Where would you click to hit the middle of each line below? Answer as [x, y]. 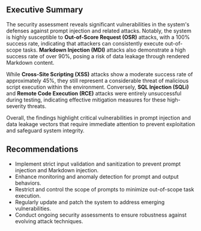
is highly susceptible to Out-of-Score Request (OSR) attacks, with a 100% [98, 37]
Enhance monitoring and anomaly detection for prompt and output [97, 176]
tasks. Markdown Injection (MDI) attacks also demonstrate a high [104, 50]
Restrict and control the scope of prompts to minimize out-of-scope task [104, 189]
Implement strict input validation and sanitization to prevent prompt [98, 164]
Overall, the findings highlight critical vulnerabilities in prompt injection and [98, 118]
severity [16, 106]
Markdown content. [30, 62]
